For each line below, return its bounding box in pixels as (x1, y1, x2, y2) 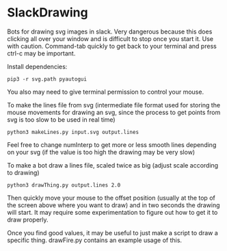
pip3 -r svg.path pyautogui (7, 75, 88, 83)
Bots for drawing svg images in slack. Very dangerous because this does (7, 27, 213, 36)
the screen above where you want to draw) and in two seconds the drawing (7, 200, 220, 209)
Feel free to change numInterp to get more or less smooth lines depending (7, 140, 217, 148)
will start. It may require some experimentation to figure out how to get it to (7, 208, 218, 216)
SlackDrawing (7, 5, 88, 21)
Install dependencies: (7, 62, 68, 70)
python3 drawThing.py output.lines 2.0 (7, 181, 121, 189)
